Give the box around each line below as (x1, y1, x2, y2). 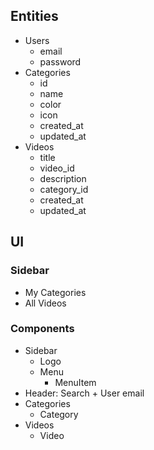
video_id (39, 162, 75, 174)
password (39, 55, 82, 68)
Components (10, 322, 75, 336)
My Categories (24, 286, 87, 298)
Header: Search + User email (24, 387, 145, 399)
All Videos (24, 297, 67, 309)
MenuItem (54, 376, 97, 388)
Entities (10, 8, 59, 25)
